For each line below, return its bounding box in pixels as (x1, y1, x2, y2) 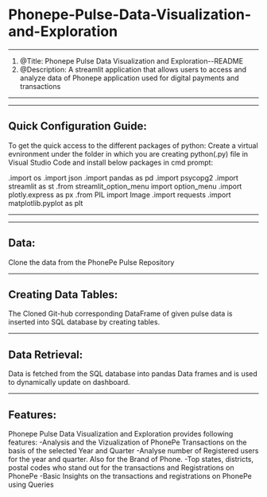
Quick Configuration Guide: (8, 119, 147, 133)
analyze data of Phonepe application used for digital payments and (19, 73, 240, 83)
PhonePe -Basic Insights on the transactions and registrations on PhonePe (8, 472, 252, 480)
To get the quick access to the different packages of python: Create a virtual (8, 141, 258, 150)
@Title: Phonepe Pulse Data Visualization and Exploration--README (19, 56, 244, 65)
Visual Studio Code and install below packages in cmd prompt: (8, 157, 213, 167)
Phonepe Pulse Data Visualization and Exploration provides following (8, 429, 234, 438)
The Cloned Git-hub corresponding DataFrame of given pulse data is (8, 309, 233, 319)
